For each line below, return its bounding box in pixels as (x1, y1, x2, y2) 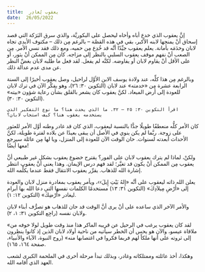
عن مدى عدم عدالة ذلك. (7, 63, 61, 70)
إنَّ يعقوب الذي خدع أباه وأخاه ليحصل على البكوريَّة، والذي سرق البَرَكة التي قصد (7, 31, 185, 38)
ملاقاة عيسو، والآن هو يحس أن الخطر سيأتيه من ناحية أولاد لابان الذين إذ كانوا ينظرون (7, 227, 197, 234)
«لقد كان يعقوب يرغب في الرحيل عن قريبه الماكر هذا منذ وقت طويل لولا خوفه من (7, 221, 192, 228)
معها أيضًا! (7, 141, 29, 149)
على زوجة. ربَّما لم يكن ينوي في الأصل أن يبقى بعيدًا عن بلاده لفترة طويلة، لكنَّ (7, 129, 182, 136)
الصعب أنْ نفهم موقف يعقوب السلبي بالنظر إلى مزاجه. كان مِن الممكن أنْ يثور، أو (7, 50, 190, 58)
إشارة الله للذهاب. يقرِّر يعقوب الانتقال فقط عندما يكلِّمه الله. (7, 166, 142, 174)
